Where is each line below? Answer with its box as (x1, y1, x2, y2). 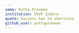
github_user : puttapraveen (5, 20, 61, 26)
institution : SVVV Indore (5, 12, 59, 16)
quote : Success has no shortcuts (5, 16, 75, 21)
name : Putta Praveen (5, 7, 48, 12)
